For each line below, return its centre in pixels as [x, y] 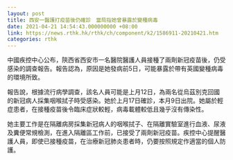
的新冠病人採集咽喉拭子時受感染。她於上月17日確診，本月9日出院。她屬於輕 [115, 100]
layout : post [26, 14]
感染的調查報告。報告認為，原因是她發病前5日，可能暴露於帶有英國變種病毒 [115, 69]
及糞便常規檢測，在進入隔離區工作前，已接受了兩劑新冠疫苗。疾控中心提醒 [113, 133]
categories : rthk [32, 39]
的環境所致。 [25, 78]
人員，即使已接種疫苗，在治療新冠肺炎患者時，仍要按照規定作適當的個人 [116, 141]
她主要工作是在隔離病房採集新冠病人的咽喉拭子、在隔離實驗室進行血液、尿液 [116, 124]
